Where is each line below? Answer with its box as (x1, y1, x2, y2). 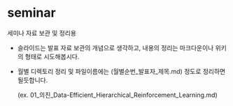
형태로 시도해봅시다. (24, 52, 80, 61)
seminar (7, 5, 56, 21)
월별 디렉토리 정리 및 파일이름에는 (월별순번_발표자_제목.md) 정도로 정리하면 (17, 67, 226, 75)
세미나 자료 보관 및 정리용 (7, 29, 77, 37)
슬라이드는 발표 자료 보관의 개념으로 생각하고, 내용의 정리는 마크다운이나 (17, 43, 214, 52)
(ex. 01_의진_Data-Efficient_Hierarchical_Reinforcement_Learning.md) (17, 91, 218, 99)
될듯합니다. (17, 75, 48, 84)
